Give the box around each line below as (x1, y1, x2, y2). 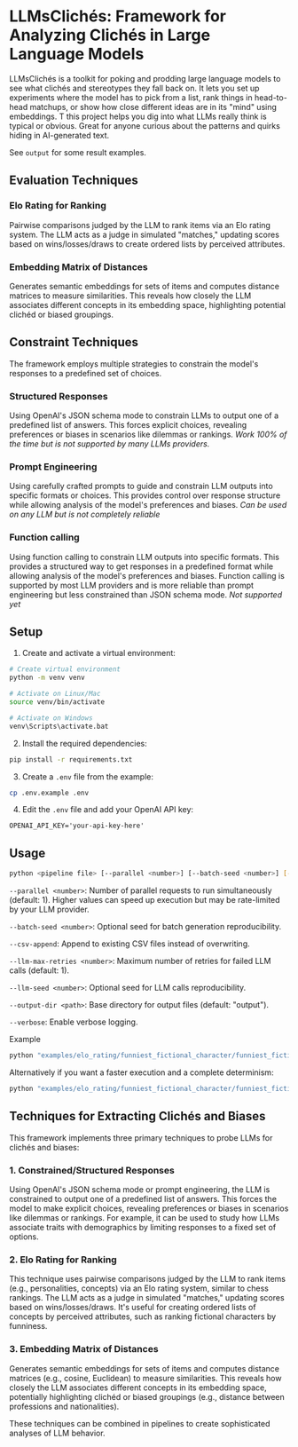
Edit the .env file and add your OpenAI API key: (21, 804, 193, 815)
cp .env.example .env (9, 788, 90, 797)
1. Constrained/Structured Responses (9, 1164, 175, 1176)
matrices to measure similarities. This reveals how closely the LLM (9, 290, 252, 301)
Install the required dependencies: (21, 738, 148, 748)
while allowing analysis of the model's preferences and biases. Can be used (9, 500, 287, 510)
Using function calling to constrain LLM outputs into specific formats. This (9, 551, 279, 562)
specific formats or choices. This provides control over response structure (9, 490, 281, 501)
